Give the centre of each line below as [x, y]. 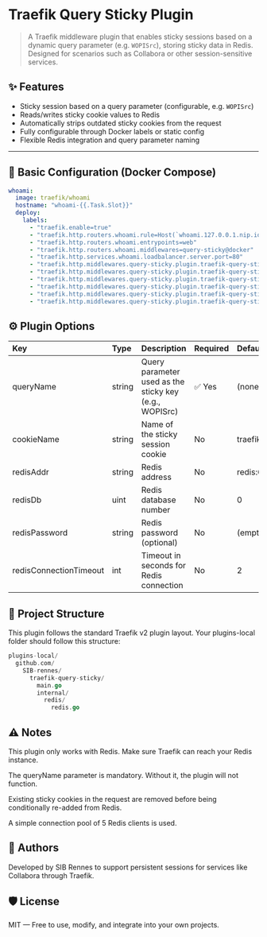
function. [23, 784]
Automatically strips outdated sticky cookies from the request [120, 123]
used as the [163, 381]
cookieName [36, 439]
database [159, 500]
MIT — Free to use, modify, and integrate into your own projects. [114, 924]
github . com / [35, 664]
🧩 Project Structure [56, 614]
